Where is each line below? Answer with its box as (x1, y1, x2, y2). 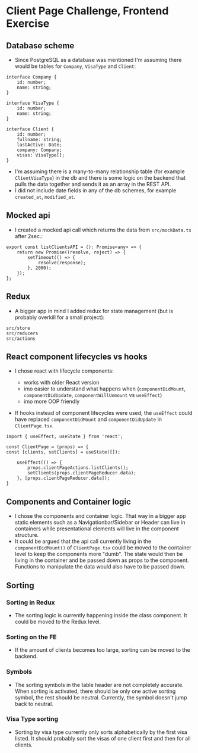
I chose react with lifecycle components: (14, 367, 114, 374)
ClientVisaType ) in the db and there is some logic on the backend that (14, 174, 186, 181)
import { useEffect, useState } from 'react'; (6, 433, 123, 440)
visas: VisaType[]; (17, 152, 65, 158)
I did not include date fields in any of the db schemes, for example (14, 187, 177, 194)
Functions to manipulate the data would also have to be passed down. (14, 563, 186, 570)
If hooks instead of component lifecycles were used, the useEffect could (14, 410, 193, 417)
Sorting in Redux (6, 598, 55, 607)
